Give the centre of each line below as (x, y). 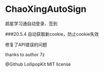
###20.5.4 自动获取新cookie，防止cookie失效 (52, 34)
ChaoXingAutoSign (46, 9)
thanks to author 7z (25, 54)
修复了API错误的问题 (26, 44)
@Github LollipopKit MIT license (38, 64)
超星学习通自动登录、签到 (31, 23)
